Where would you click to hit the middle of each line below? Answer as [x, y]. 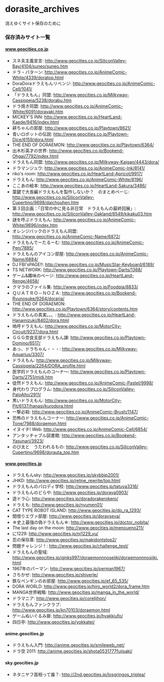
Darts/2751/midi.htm [33, 377]
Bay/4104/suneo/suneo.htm [40, 66]
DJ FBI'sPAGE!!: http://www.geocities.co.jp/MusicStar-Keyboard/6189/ [83, 265]
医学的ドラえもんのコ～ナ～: [41, 372]
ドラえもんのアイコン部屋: [38, 254]
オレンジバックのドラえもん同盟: [45, 231]
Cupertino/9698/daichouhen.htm [46, 203]
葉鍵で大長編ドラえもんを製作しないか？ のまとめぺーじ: [71, 192]
